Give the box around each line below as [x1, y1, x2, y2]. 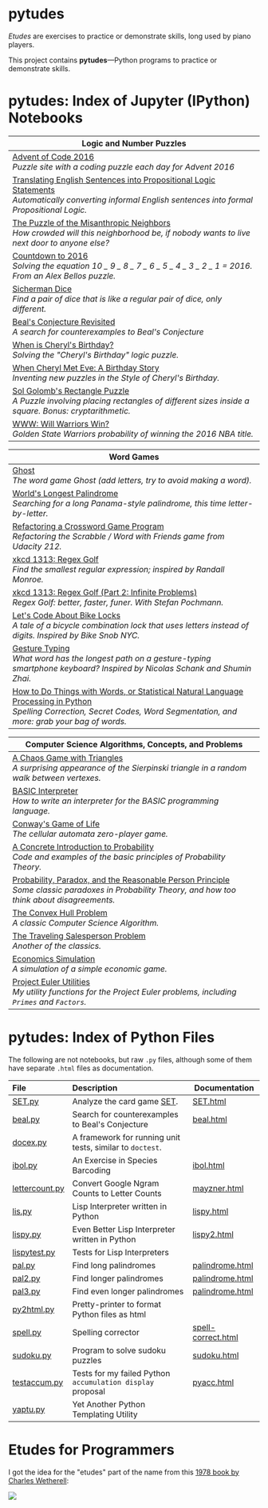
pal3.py [12, 1286, 41, 1297]
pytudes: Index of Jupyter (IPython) [8, 92, 250, 110]
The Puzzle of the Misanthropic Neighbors [12, 217, 171, 228]
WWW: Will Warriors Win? [12, 418, 110, 429]
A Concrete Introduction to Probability [12, 841, 154, 852]
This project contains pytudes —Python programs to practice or [8, 55, 218, 65]
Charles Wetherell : [8, 1475, 69, 1485]
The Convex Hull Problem [12, 907, 108, 918]
